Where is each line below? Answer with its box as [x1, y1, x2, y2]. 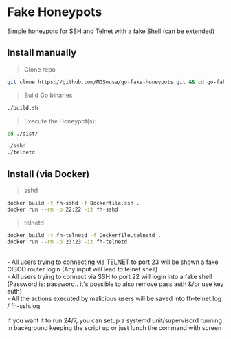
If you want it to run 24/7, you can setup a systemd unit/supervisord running [7, 316, 222, 325]
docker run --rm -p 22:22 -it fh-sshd [7, 206, 118, 213]
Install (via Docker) [7, 168, 90, 180]
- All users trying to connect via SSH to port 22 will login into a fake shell [7, 273, 212, 281]
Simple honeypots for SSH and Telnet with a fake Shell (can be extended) [7, 27, 215, 35]
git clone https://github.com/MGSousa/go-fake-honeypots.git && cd [7, 79, 205, 85]
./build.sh [7, 104, 38, 111]
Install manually [7, 47, 77, 59]
